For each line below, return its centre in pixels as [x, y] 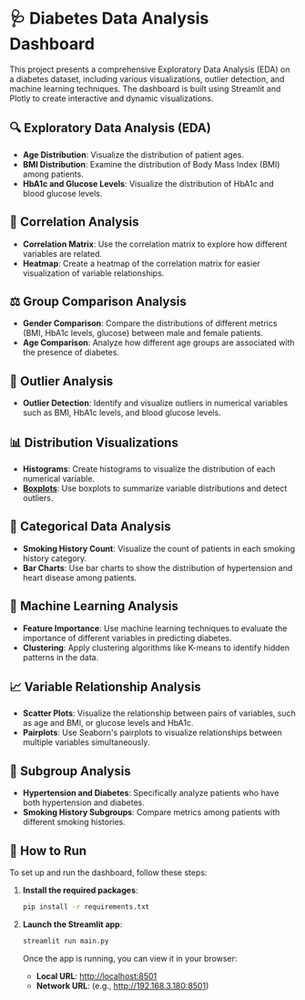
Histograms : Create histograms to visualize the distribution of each [149, 469]
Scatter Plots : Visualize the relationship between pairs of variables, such [159, 713]
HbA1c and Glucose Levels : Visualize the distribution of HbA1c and [148, 183]
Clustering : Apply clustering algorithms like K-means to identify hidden [156, 648]
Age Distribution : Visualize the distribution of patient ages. [133, 154]
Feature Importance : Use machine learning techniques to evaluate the [155, 628]
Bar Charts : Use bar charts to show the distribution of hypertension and [158, 567]
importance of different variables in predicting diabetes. [127, 638]
